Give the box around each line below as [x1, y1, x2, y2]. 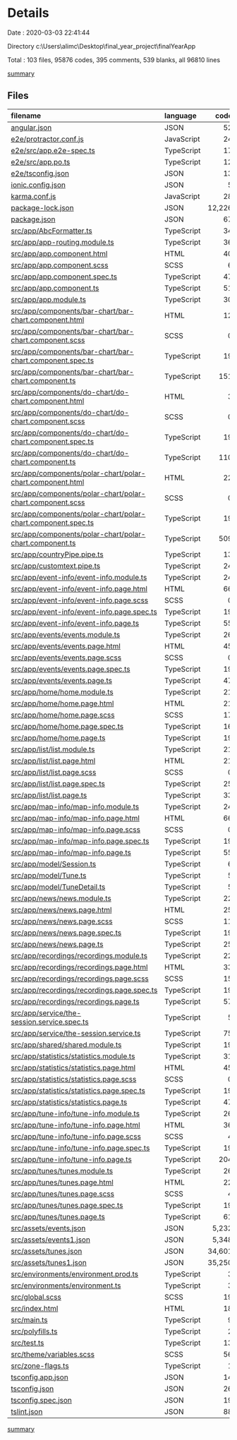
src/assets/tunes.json [11, 1246, 83, 1256]
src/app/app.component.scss [11, 260, 109, 270]
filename [11, 111, 42, 121]
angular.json [11, 122, 52, 132]
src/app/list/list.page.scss [11, 767, 97, 777]
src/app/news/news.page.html [11, 904, 112, 914]
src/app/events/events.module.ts [11, 629, 121, 639]
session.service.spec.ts [11, 1017, 90, 1027]
